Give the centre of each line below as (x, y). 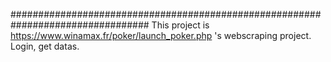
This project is (180, 25)
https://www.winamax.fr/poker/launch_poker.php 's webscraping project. (161, 35)
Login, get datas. (45, 46)
